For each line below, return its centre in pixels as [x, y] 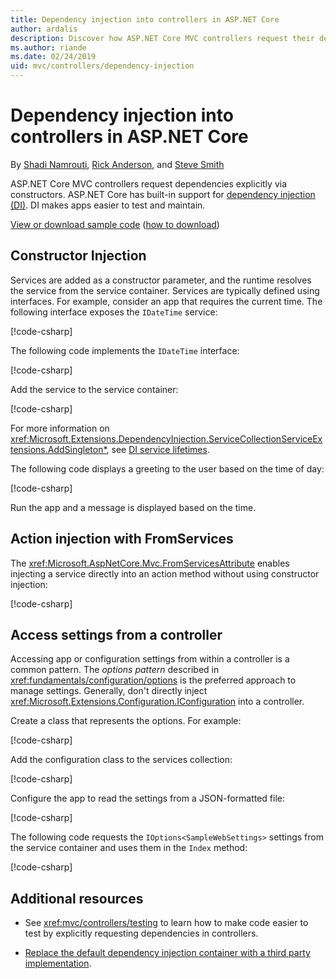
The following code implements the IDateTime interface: [125, 350]
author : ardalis [44, 29]
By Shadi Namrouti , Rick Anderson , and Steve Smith [117, 164]
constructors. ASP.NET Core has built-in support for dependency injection [163, 194]
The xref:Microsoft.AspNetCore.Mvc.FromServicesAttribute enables [150, 563]
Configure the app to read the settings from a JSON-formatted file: [148, 798]
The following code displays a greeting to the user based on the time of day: [167, 468]
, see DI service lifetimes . [158, 449]
